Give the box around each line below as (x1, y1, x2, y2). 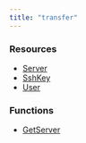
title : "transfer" (9, 13, 78, 22)
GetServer (21, 124, 61, 135)
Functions (9, 104, 54, 116)
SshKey (21, 72, 51, 83)
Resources (9, 42, 57, 55)
